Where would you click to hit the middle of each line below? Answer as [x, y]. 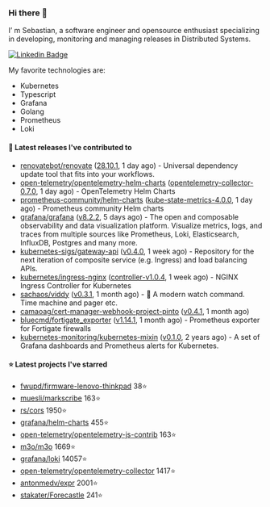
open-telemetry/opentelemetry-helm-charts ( [95, 182]
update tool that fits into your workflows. [87, 174]
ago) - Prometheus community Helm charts [92, 208]
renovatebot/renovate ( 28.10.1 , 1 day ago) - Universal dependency [129, 166]
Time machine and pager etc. [69, 303]
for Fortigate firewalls [55, 328]
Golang [32, 111]
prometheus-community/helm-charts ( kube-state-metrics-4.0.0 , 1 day [136, 199]
